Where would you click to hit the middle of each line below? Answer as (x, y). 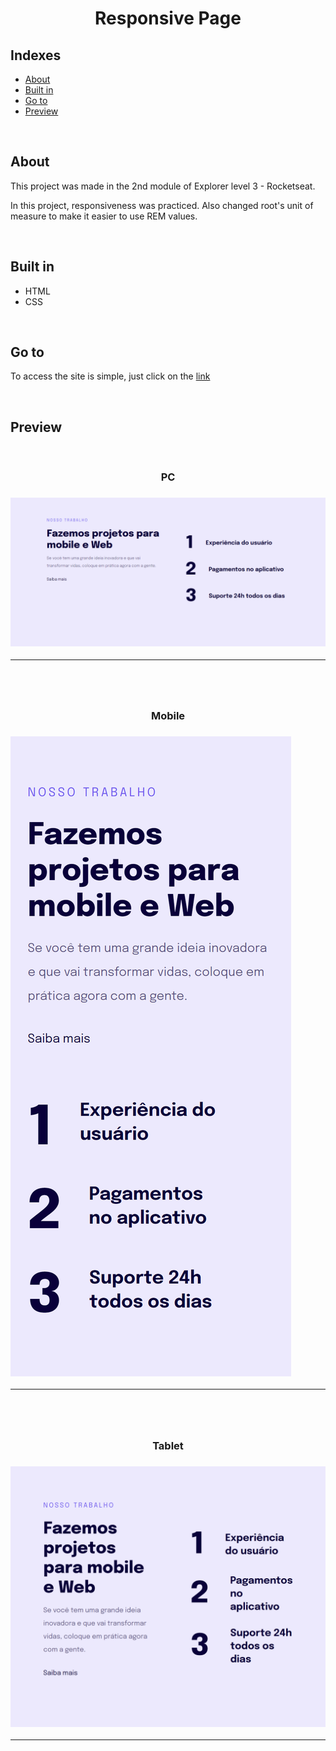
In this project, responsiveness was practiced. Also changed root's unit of (162, 205)
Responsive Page (168, 18)
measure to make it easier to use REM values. (104, 216)
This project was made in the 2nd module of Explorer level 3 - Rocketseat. (163, 186)
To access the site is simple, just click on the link (110, 376)
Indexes (36, 55)
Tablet (168, 1445)
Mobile (168, 715)
